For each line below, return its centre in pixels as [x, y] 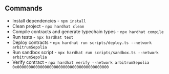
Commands [24, 8]
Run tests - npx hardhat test [43, 37]
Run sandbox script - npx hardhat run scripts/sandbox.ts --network [86, 52]
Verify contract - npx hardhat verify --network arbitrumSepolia [81, 62]
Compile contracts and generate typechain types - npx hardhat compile [88, 31]
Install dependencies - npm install [49, 20]
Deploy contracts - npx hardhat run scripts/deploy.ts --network [82, 42]
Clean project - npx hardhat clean [48, 26]
